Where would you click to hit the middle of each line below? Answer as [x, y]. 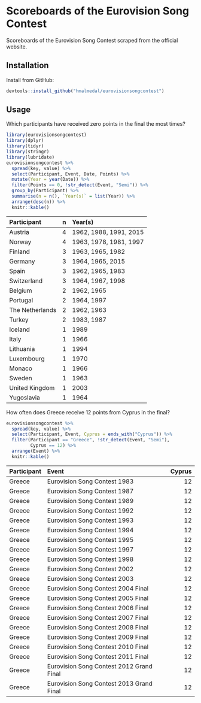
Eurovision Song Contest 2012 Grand [100, 666]
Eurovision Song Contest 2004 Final [98, 588]
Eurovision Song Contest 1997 [90, 549]
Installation [28, 66]
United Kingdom [32, 387]
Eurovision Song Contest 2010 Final [98, 647]
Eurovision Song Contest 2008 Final [98, 627]
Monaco [21, 368]
